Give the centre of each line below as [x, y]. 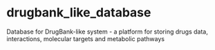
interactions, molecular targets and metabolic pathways [86, 38]
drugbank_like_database [79, 13]
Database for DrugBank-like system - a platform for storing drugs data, [107, 32]
